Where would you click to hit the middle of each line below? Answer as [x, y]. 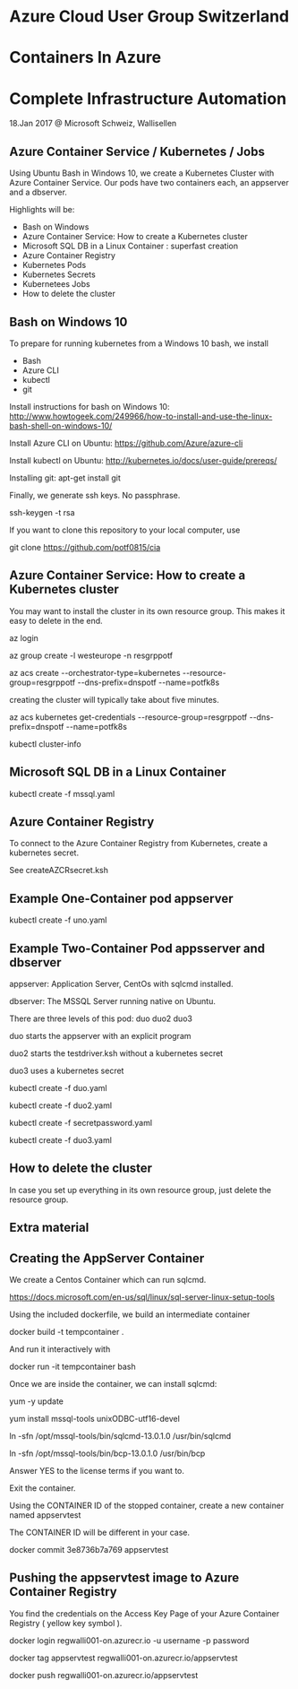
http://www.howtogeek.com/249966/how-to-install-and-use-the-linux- [141, 416]
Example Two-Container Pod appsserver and [137, 948]
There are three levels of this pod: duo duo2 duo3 [101, 1018]
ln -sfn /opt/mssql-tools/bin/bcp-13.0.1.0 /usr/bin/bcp [107, 1453]
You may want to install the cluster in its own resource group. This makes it [147, 611]
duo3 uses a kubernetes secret [67, 1070]
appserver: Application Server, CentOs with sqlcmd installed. [122, 984]
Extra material [49, 1228]
